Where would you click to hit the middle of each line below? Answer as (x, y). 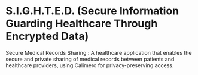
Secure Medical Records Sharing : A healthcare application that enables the (99, 52)
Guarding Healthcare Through (82, 24)
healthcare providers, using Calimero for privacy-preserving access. (90, 65)
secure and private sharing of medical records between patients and (90, 59)
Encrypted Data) (47, 36)
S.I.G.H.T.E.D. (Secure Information (92, 11)
